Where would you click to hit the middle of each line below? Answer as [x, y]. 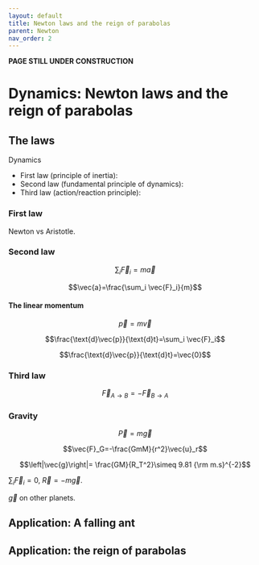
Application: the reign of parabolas [97, 550]
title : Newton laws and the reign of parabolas [90, 23]
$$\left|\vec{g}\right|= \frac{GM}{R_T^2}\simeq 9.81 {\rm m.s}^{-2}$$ [135, 465]
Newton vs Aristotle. [42, 231]
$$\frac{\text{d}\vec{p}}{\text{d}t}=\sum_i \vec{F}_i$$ [135, 339]
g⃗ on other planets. [42, 498]
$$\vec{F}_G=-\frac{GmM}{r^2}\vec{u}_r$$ [135, 449]
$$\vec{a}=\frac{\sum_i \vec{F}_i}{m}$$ [135, 287]
